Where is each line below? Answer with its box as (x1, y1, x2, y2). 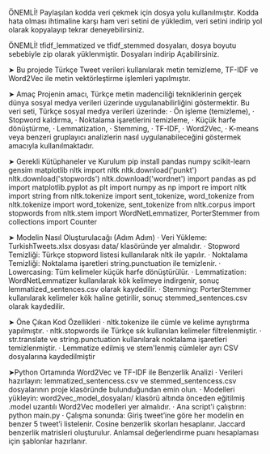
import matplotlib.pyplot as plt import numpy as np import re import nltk (8, 182, 247, 192)
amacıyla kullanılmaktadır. (8, 141, 95, 150)
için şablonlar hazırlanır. (8, 436, 87, 446)
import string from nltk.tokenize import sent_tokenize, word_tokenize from (8, 191, 255, 200)
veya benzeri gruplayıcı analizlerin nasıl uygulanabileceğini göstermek (8, 132, 242, 142)
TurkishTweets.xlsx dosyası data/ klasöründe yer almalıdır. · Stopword (8, 242, 240, 251)
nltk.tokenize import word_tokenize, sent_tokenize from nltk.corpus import (8, 199, 255, 209)
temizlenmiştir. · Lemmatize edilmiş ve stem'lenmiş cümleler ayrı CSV (8, 343, 238, 353)
